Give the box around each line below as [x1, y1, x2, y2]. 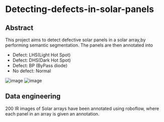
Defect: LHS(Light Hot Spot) [12, 52, 71, 58]
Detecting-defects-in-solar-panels [5, 4, 154, 15]
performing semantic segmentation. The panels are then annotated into [5, 42, 153, 48]
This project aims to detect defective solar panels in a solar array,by [5, 37, 146, 43]
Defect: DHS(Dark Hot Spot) [12, 57, 71, 63]
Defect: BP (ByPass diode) [12, 63, 68, 68]
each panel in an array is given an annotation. [5, 110, 100, 116]
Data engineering [5, 92, 61, 101]
